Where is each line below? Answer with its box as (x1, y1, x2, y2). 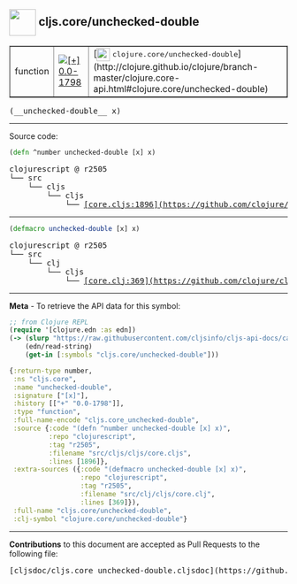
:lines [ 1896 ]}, (48, 457, 109, 465)
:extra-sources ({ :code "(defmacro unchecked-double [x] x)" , (12, 465, 247, 474)
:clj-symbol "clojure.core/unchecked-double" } (12, 514, 188, 523)
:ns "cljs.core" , (12, 374, 77, 383)
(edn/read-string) (25, 342, 93, 351)
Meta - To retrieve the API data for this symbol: (9, 300, 181, 311)
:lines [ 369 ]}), (80, 497, 141, 507)
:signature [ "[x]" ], (12, 391, 89, 400)
